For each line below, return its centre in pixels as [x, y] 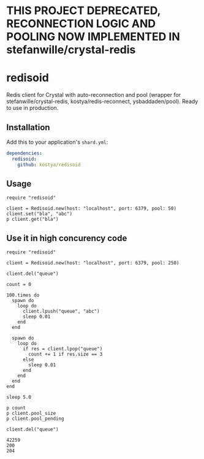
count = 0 [19, 285]
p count [16, 408]
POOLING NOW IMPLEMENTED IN [93, 37]
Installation [28, 127]
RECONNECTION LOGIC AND [81, 24]
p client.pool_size [31, 414]
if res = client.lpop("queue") [62, 349]
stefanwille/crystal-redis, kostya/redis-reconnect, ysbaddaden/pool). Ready [102, 101]
